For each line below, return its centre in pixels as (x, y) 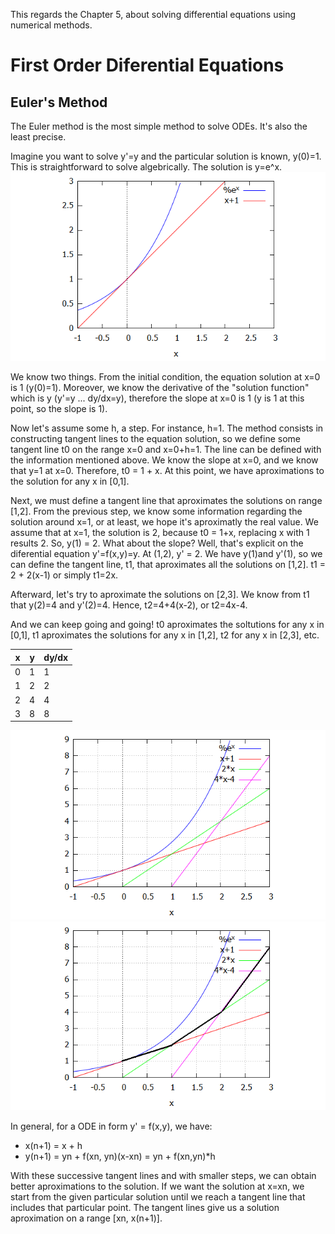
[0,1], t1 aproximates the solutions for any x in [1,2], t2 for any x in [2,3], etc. (165, 635)
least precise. (38, 137)
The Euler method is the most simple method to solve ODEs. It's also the (159, 126)
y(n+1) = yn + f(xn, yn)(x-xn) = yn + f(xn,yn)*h (120, 1156)
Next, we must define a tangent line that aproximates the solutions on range (166, 501)
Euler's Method (59, 102)
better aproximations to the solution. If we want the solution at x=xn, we (157, 1186)
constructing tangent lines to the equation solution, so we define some (155, 439)
